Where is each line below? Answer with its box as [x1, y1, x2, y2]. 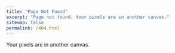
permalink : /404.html [6, 25, 60, 31]
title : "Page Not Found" [6, 8, 68, 15]
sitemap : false [6, 19, 44, 25]
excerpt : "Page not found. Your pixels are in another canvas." [6, 14, 170, 20]
